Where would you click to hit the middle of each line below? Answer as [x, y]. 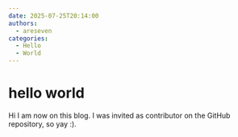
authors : [23, 23]
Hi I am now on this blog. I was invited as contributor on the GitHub [119, 115]
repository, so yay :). [42, 124]
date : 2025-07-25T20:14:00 [54, 16]
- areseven [34, 31]
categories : [28, 38]
